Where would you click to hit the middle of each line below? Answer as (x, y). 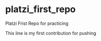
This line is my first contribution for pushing (51, 33)
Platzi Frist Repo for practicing (37, 23)
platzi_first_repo (41, 9)
